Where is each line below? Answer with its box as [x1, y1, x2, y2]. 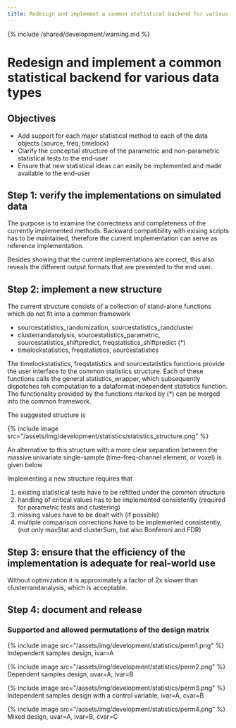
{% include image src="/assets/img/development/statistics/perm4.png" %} [7, 705, 226, 713]
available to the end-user [17, 169, 91, 177]
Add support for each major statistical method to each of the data [17, 131, 208, 140]
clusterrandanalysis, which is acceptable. [7, 584, 128, 592]
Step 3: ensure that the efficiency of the [7, 546, 186, 558]
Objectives [7, 112, 56, 124]
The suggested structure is [7, 411, 86, 419]
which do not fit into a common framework [7, 310, 131, 318]
